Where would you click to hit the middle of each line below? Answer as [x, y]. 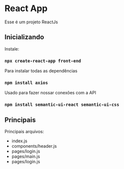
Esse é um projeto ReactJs [31, 22]
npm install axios [26, 83]
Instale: [12, 49]
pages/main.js [26, 156]
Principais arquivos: [24, 132]
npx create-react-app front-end [43, 61]
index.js [19, 141]
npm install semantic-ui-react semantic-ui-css [62, 105]
